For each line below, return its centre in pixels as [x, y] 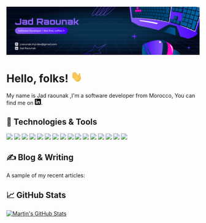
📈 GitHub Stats [36, 195]
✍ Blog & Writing [40, 157]
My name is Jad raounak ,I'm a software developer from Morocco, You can [101, 95]
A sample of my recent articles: [46, 175]
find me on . [25, 103]
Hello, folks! [37, 79]
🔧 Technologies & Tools [52, 122]
